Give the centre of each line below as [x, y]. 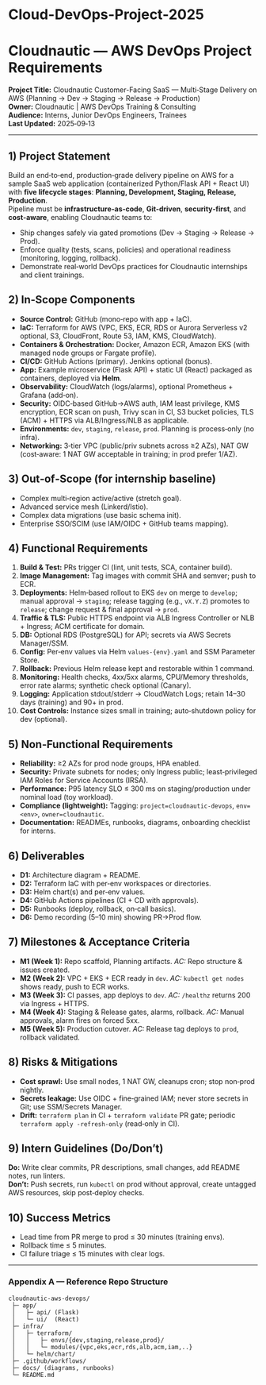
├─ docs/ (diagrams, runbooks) [63, 1368]
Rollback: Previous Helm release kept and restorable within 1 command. [137, 669]
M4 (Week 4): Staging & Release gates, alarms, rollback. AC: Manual [132, 1012]
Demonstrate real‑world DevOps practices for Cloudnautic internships [133, 266]
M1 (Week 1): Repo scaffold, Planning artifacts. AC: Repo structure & [131, 961]
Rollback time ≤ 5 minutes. [63, 1245]
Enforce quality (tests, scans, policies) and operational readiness [125, 249]
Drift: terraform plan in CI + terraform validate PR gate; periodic [127, 1115]
